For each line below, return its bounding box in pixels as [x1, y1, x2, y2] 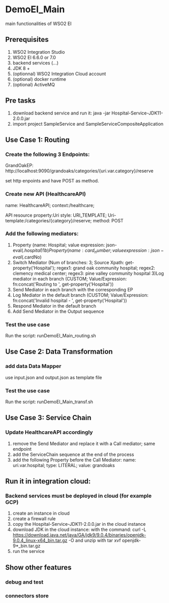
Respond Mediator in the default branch [12, 303, 97, 309]
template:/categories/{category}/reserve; [5, 217, 92, 223]
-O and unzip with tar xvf [68, 538, 121, 544]
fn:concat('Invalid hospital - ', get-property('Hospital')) [12, 297, 127, 304]
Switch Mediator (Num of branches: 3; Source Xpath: [12, 259, 124, 265]
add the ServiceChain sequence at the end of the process [12, 451, 134, 457]
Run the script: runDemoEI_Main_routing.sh [5, 332, 96, 338]
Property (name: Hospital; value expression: [12, 242, 105, 248]
